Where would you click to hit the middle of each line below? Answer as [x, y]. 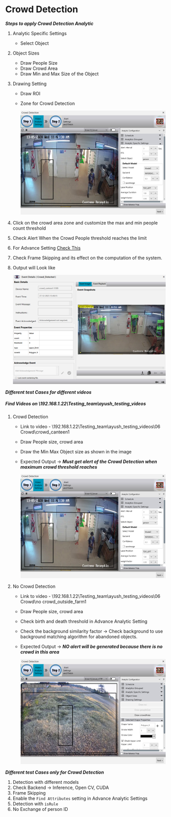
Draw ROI [30, 93]
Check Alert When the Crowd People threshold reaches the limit [80, 238]
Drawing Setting [30, 84]
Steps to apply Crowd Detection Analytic [49, 23]
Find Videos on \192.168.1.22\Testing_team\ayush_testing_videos [76, 404]
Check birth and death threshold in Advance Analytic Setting [84, 621]
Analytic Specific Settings [40, 33]
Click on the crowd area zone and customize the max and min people [85, 223]
